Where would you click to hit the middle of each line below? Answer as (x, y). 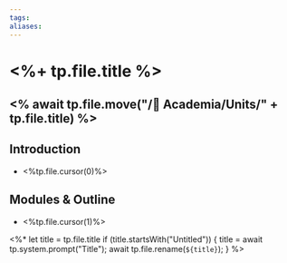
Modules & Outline (62, 200)
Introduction (45, 149)
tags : (19, 18)
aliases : (26, 26)
